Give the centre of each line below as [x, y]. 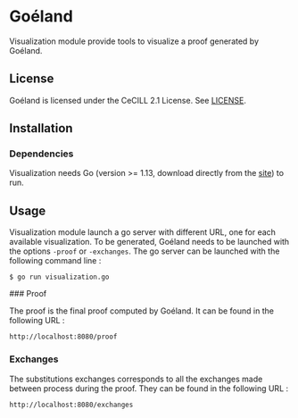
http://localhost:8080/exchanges [71, 405]
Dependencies [41, 154]
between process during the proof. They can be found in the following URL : [149, 388]
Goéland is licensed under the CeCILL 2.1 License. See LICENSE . [128, 100]
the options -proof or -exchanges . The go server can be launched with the [145, 251]
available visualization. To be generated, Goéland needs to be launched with [149, 242]
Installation [41, 128]
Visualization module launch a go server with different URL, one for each [143, 232]
